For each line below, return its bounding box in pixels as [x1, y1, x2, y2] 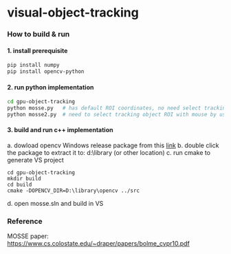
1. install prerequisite [7, 46, 68, 54]
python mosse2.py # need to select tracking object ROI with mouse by [7, 112, 217, 118]
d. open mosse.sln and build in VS [7, 200, 104, 208]
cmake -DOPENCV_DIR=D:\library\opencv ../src [7, 187, 140, 194]
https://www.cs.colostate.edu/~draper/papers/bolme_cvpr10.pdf [7, 240, 190, 248]
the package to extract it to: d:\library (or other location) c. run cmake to [7, 149, 211, 157]
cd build [7, 181, 32, 189]
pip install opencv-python [7, 68, 85, 75]
